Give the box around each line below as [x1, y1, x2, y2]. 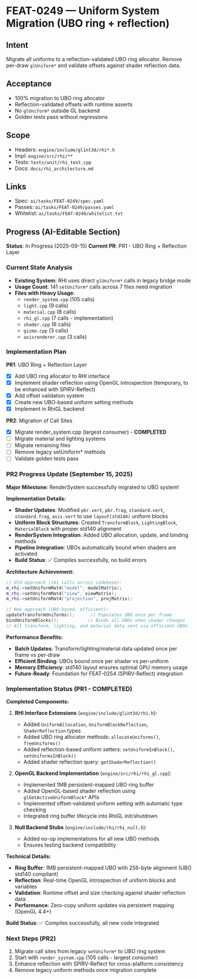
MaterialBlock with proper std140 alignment [14, 525, 122, 532]
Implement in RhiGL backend [14, 405, 85, 412]
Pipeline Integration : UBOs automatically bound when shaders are [14, 544, 176, 551]
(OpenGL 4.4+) [14, 908, 52, 915]
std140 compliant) [14, 871, 59, 878]
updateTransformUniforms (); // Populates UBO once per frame [6, 612, 172, 618]
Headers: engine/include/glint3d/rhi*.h [14, 146, 115, 153]
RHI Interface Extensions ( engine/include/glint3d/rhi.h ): [14, 710, 158, 717]
